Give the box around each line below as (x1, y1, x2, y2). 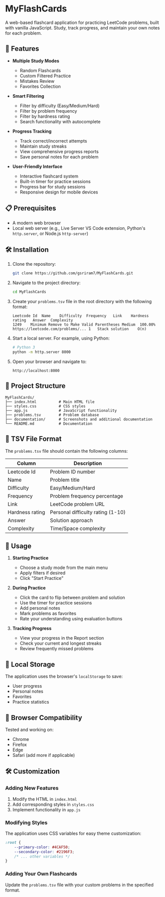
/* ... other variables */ (14, 854, 70, 859)
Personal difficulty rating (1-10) (49, 509, 126, 516)
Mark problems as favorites (19, 610, 76, 616)
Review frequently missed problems (19, 646, 94, 652)
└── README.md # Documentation (5, 421, 93, 426)
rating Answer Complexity (12, 318, 73, 323)
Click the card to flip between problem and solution (19, 594, 126, 601)
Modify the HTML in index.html (12, 796, 77, 802)
